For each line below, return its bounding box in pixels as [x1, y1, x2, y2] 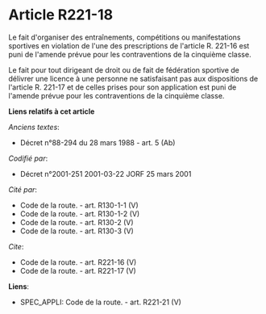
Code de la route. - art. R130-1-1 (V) [19, 200, 139, 210]
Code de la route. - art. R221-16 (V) [19, 257, 137, 267]
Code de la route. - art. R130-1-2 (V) [19, 208, 140, 219]
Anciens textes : [8, 122, 60, 132]
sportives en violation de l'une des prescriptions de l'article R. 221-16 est [8, 40, 250, 50]
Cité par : [8, 184, 38, 195]
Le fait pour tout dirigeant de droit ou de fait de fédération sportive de [8, 65, 240, 74]
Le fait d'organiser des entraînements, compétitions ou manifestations [8, 32, 241, 42]
